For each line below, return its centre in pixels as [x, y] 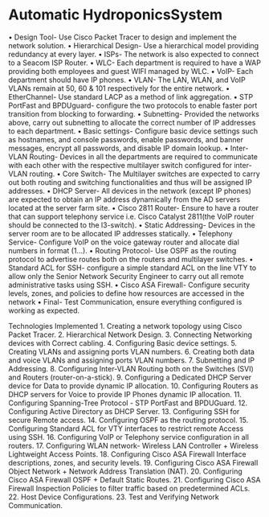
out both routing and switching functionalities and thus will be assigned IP [130, 182]
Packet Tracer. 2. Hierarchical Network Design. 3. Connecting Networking [130, 334]
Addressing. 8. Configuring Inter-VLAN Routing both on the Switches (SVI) [131, 368]
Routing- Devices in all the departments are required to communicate [144, 156]
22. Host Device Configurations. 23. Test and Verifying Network [114, 497]
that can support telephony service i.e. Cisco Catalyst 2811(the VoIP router [131, 216]
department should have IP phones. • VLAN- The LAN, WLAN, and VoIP [127, 80]
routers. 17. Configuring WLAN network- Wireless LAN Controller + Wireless [133, 445]
